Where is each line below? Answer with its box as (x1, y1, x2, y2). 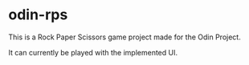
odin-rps (8, 6, 68, 24)
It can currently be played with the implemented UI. (8, 47, 178, 57)
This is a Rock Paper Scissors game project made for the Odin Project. (8, 32, 241, 42)
